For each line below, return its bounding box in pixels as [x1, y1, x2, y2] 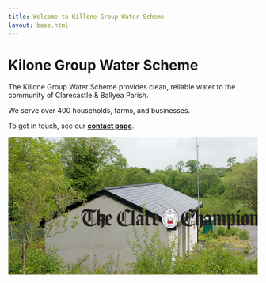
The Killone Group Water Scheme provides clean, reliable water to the [8, 82, 236, 92]
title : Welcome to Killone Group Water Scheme [8, 13, 165, 21]
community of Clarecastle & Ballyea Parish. [8, 91, 149, 100]
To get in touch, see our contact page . [8, 121, 135, 130]
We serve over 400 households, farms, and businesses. [8, 106, 191, 115]
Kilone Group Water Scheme [8, 56, 199, 74]
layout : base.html [8, 21, 69, 29]
